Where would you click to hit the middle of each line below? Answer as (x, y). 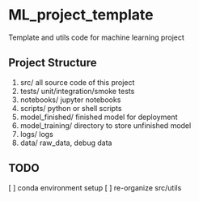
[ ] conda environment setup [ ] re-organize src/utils (95, 187)
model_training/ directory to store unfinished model (106, 125)
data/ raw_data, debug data (66, 143)
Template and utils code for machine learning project (96, 37)
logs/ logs (37, 134)
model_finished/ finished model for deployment (99, 117)
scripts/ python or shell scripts (71, 108)
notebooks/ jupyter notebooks (70, 100)
